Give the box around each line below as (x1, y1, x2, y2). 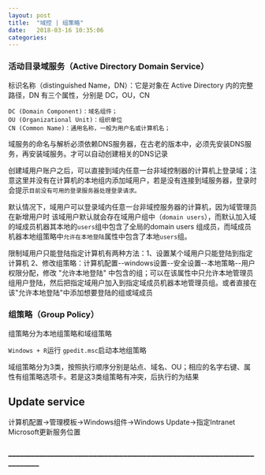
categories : (8, 33, 47, 42)
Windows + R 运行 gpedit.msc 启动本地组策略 (8, 345, 147, 354)
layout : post (8, 11, 51, 20)
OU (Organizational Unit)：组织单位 (8, 116, 123, 124)
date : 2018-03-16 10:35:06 (8, 26, 104, 34)
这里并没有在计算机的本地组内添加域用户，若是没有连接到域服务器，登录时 (14, 175, 257, 185)
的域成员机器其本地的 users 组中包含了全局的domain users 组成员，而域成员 (8, 221, 252, 231)
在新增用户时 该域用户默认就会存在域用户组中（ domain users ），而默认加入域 (8, 212, 256, 221)
